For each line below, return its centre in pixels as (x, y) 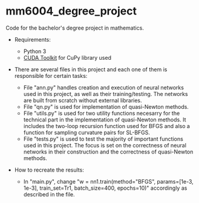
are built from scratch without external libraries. (83, 100)
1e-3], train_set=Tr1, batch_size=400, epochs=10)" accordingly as (105, 188)
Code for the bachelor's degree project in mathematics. (75, 28)
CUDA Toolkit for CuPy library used (67, 57)
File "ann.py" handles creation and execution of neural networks (103, 87)
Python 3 (35, 51)
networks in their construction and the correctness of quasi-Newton (108, 152)
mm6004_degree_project (71, 11)
